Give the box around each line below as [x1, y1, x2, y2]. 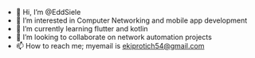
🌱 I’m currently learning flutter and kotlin [15, 24, 149, 33]
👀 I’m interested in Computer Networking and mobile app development [15, 16, 248, 25]
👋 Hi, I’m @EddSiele [15, 8, 81, 16]
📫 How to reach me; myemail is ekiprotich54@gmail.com [15, 42, 205, 50]
